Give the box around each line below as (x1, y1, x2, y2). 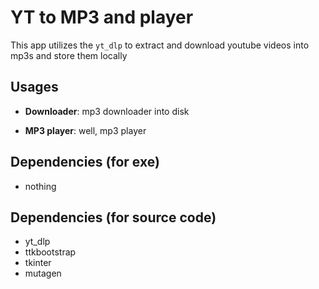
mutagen (24, 267, 62, 280)
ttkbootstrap (24, 246, 77, 258)
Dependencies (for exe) (10, 154, 160, 171)
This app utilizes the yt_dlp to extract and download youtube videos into (10, 39, 310, 51)
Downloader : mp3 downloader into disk (24, 105, 190, 117)
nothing (24, 180, 57, 192)
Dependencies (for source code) (10, 209, 217, 226)
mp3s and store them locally (10, 49, 128, 61)
